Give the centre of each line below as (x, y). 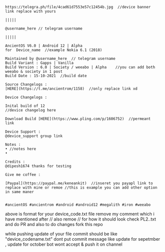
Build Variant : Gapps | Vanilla (39, 63)
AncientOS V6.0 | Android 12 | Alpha (44, 46)
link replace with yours (31, 11)
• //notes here (21, 149)
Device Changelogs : (26, 97)
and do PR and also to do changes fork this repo (54, 224)
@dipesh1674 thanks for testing (38, 166)
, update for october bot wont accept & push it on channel (64, 244)
